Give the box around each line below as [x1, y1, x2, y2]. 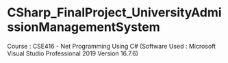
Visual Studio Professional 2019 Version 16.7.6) [7, 49, 139, 58]
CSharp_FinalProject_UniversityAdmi [7, 5, 222, 21]
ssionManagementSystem [7, 19, 160, 35]
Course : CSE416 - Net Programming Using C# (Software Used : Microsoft [7, 42, 216, 50]
